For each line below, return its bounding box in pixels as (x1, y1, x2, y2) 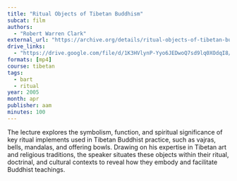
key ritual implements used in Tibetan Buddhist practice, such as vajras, (7, 135, 217, 144)
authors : (7, 23, 33, 30)
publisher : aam (7, 102, 52, 109)
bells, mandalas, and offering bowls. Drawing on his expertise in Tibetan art (7, 142, 227, 151)
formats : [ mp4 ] (7, 56, 52, 63)
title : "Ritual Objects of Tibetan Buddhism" (7, 10, 143, 18)
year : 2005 (7, 89, 39, 96)
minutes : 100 (7, 108, 46, 116)
